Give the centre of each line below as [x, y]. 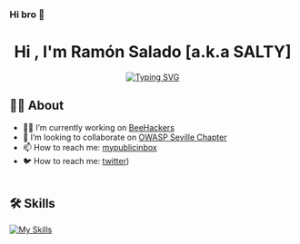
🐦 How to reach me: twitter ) [76, 161]
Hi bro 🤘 [27, 15]
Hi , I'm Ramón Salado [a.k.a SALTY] [153, 52]
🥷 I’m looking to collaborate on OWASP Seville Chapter [125, 137]
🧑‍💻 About [37, 106]
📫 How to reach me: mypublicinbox [90, 147]
